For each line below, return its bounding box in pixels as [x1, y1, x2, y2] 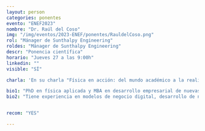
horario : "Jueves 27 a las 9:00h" [6, 54, 95, 61]
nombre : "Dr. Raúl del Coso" [6, 26, 81, 32]
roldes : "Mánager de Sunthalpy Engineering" [6, 43, 121, 50]
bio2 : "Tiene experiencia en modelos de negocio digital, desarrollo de [6, 94, 195, 100]
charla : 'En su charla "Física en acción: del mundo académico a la [6, 77, 184, 83]
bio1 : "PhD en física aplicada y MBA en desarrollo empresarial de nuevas [6, 88, 201, 94]
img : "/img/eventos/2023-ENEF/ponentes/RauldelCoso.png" [6, 32, 154, 38]
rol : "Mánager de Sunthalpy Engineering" [6, 37, 113, 43]
